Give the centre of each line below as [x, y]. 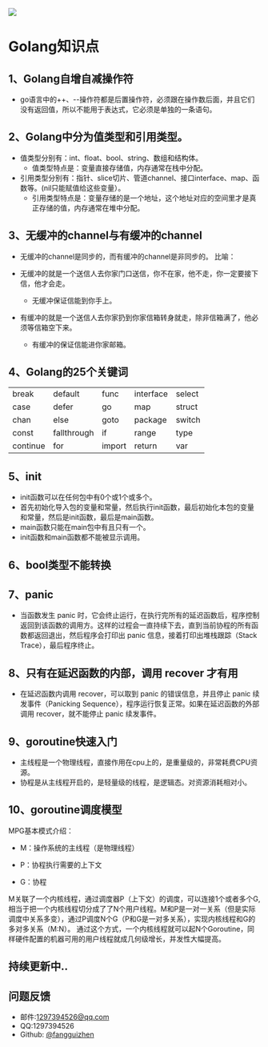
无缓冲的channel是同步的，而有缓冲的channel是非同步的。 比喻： [128, 256]
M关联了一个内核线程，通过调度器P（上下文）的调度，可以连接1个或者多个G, [134, 899]
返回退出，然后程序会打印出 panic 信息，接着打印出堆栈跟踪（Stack [146, 636]
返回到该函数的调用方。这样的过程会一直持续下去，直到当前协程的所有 [136, 625]
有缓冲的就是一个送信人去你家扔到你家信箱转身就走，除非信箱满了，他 [136, 317]
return [146, 446]
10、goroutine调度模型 [65, 810]
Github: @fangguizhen [57, 1035]
